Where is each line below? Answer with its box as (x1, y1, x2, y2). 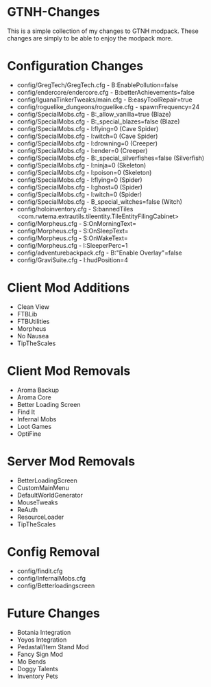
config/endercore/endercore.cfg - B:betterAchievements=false (16, 88, 195, 96)
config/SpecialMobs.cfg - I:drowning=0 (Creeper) (16, 139, 158, 148)
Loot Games (16, 422, 52, 430)
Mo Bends (16, 657, 47, 666)
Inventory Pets (16, 672, 58, 680)
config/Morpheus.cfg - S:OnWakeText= (16, 234, 128, 242)
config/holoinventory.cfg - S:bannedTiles (16, 205, 134, 213)
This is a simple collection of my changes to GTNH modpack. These (7, 27, 199, 35)
